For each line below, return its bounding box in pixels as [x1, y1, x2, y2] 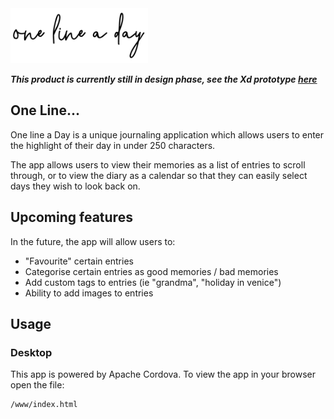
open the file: [10, 379, 65, 391]
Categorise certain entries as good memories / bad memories [24, 265, 279, 277]
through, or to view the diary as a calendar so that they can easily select [10, 169, 308, 181]
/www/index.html [10, 400, 78, 410]
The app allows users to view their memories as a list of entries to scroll [10, 158, 306, 171]
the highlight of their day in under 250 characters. [10, 139, 216, 151]
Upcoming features [10, 209, 133, 226]
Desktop [10, 345, 53, 359]
